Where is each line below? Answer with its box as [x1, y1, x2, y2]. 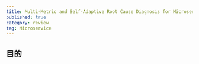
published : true [6, 14, 46, 20]
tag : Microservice [6, 25, 52, 31]
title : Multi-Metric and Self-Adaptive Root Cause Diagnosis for [6, 8, 171, 15]
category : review [6, 20, 49, 25]
